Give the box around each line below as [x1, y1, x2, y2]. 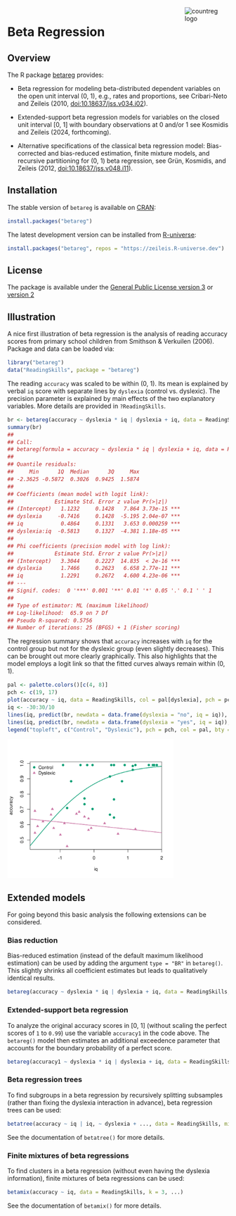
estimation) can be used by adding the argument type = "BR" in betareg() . [7, 959, 223, 967]
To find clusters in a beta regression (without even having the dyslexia [7, 1166, 211, 1175]
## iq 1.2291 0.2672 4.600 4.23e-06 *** [7, 572, 181, 580]
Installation [7, 185, 58, 197]
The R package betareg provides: [7, 70, 104, 79]
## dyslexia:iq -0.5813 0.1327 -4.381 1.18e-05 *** [7, 528, 181, 535]
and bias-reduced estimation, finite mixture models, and [47, 149, 210, 157]
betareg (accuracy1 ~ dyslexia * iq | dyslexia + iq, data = [7, 1058, 188, 1065]
